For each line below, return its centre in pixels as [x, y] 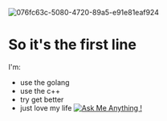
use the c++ [40, 91]
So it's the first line [72, 45]
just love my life [46, 107]
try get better [42, 99]
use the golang [45, 82]
